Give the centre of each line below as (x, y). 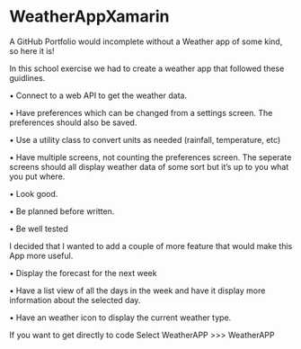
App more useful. (41, 255)
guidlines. (27, 77)
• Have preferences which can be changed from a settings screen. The (141, 112)
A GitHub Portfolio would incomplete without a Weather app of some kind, (146, 41)
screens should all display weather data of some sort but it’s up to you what (149, 166)
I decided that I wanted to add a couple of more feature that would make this (151, 246)
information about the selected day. (75, 300)
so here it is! (32, 50)
